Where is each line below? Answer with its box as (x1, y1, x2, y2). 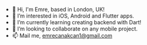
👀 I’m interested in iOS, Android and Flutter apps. (12, 12, 135, 19)
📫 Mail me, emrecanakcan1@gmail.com (12, 32, 112, 39)
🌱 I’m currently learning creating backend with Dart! (12, 19, 142, 26)
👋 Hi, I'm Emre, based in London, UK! (12, 6, 105, 13)
